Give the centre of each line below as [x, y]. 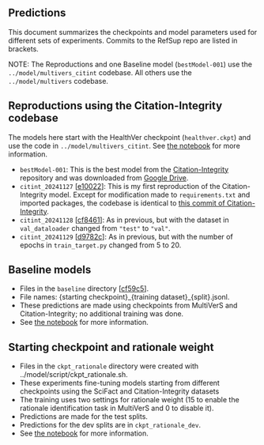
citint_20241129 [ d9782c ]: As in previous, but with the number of [126, 236]
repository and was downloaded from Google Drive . [104, 178]
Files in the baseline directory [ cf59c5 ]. [84, 288]
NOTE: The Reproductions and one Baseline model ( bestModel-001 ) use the [130, 64]
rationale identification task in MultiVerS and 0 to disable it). [117, 408]
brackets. [24, 49]
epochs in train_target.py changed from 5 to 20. [100, 245]
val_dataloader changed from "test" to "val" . [95, 228]
